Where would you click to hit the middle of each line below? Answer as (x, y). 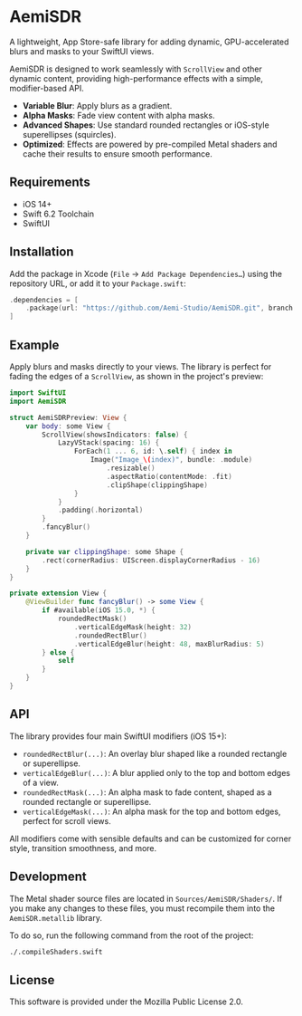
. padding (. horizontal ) (100, 510)
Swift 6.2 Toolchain (58, 214)
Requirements (50, 182)
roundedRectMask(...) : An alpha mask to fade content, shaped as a (147, 792)
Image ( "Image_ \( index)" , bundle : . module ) (171, 460)
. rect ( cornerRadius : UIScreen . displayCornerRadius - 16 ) (151, 560)
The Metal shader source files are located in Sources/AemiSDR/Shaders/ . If (146, 898)
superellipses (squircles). (69, 134)
